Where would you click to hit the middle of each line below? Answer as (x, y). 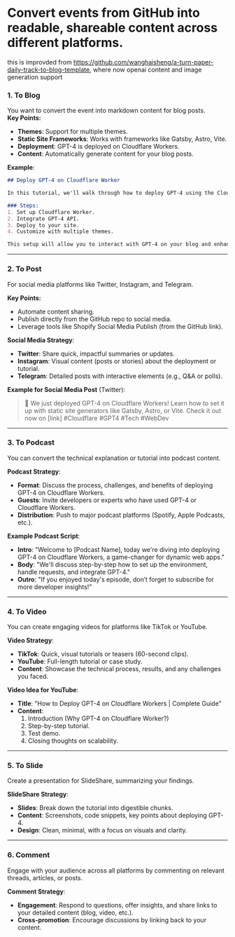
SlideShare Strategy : (38, 795)
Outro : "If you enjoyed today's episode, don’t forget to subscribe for (116, 579)
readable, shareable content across (113, 28)
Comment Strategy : (36, 891)
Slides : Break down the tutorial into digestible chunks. (95, 808)
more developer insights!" (55, 586)
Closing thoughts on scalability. (73, 741)
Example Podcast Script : (44, 536)
